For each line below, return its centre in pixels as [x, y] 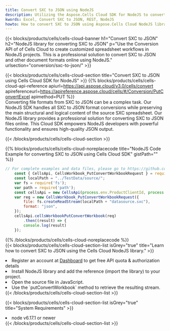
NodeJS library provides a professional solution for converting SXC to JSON [84, 118]
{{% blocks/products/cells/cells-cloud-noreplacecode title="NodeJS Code [83, 149]
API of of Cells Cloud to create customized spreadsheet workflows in [77, 49]
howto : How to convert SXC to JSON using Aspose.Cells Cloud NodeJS [79, 24]
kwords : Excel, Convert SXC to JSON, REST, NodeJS [60, 19]
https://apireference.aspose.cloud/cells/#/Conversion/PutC [102, 91]
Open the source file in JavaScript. [48, 282]
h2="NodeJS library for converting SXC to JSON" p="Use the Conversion [82, 44]
